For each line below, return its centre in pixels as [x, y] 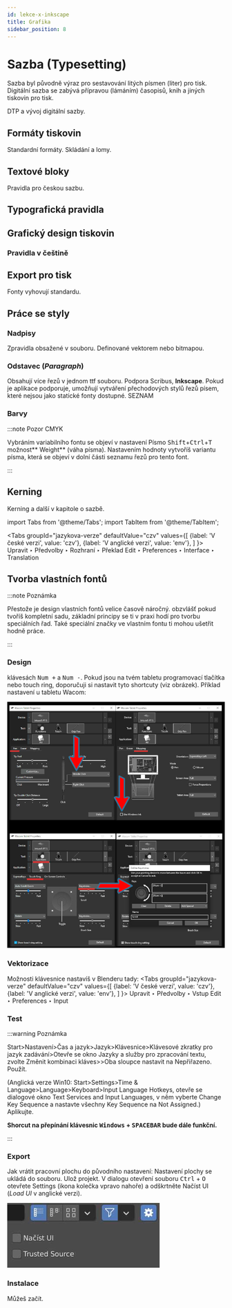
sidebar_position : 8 [37, 29]
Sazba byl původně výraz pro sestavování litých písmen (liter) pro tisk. [107, 84]
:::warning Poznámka [37, 1034]
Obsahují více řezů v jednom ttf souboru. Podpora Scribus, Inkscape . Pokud [116, 381]
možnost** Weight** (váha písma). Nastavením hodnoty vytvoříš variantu [112, 450]
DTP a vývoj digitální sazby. [46, 111]
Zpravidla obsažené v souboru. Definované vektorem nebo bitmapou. [106, 348]
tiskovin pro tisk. [30, 98]
